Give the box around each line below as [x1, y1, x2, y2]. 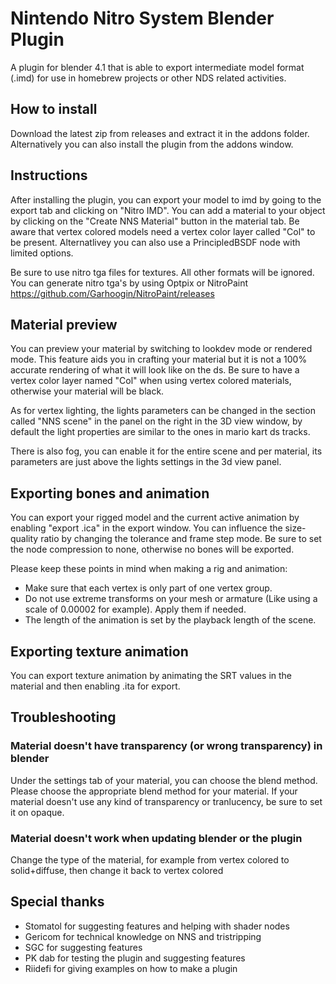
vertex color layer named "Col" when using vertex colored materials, [10, 375, 292, 387]
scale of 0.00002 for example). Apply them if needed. [24, 603, 247, 616]
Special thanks [10, 893, 105, 911]
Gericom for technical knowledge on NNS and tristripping [24, 930, 262, 942]
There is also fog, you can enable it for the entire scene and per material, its [10, 445, 323, 457]
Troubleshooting [10, 709, 117, 726]
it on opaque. [10, 806, 65, 818]
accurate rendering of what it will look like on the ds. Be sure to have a [10, 364, 300, 376]
